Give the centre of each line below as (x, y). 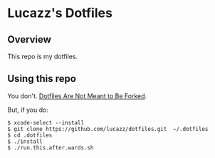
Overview (30, 39)
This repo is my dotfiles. (43, 56)
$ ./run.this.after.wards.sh (51, 147)
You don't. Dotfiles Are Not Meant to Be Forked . (77, 96)
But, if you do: (28, 110)
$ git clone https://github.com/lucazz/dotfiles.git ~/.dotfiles (108, 129)
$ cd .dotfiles (30, 135)
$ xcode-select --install (46, 122)
